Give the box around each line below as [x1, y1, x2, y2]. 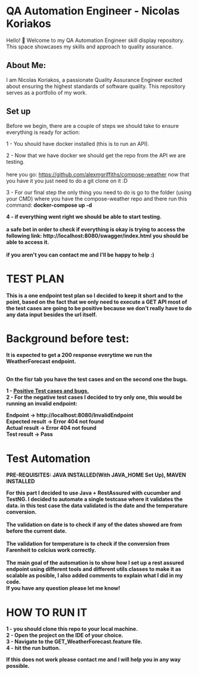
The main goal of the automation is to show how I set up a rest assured [6, 559, 184, 566]
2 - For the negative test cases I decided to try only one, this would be [6, 393, 182, 401]
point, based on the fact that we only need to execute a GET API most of [6, 298, 188, 306]
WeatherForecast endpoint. [6, 358, 76, 365]
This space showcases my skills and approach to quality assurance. [6, 43, 174, 50]
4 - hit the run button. [6, 645, 61, 652]
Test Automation [6, 451, 91, 465]
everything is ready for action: [6, 129, 81, 136]
